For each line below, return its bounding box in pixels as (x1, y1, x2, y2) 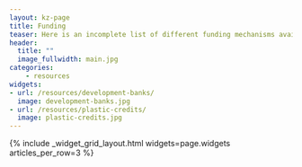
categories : (9, 64, 54, 73)
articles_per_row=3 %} (9, 147, 94, 158)
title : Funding (9, 22, 67, 31)
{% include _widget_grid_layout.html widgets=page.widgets (9, 138, 231, 149)
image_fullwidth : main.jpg (17, 55, 119, 64)
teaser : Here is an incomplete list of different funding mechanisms (9, 30, 276, 39)
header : (9, 38, 39, 48)
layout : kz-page (9, 13, 70, 22)
